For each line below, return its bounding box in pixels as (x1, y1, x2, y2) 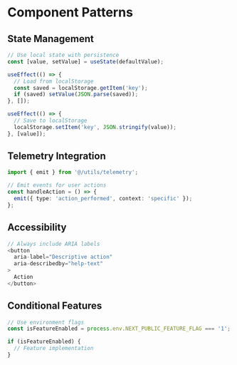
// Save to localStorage (14, 117, 88, 124)
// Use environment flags (7, 319, 84, 326)
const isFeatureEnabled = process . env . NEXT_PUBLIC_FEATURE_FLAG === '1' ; (7, 325, 231, 332)
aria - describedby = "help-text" (14, 260, 103, 267)
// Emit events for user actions (7, 182, 107, 189)
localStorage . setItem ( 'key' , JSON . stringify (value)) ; (14, 123, 177, 130)
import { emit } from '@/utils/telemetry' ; (7, 169, 139, 176)
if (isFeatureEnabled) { (7, 338, 81, 346)
